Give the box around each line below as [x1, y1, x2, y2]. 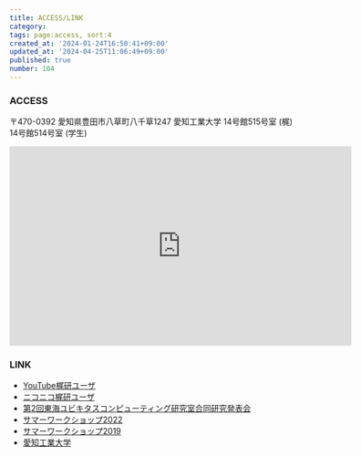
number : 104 [9, 65, 55, 74]
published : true [9, 56, 71, 65]
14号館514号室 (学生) [9, 128, 88, 139]
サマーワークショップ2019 [22, 426, 121, 437]
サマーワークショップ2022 [22, 414, 123, 425]
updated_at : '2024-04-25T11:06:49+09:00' [9, 47, 170, 57]
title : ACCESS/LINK [9, 13, 84, 23]
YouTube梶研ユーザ [22, 380, 96, 391]
